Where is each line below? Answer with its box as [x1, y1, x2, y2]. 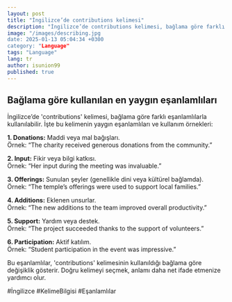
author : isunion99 [7, 62, 60, 69]
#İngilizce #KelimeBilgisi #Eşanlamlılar [7, 287, 117, 296]
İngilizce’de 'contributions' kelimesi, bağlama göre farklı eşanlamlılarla [7, 113, 207, 121]
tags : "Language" [7, 49, 58, 56]
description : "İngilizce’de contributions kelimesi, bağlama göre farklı [7, 23, 226, 30]
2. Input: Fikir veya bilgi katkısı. [7, 154, 97, 163]
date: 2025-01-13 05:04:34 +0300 [7, 36, 104, 43]
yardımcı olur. [7, 273, 47, 282]
